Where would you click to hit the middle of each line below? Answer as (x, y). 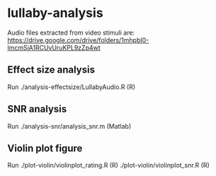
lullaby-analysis (56, 13)
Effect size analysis (51, 70)
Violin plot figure (45, 148)
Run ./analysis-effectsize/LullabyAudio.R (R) (72, 87)
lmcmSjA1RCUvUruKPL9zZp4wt (54, 47)
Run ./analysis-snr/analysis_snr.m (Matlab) (69, 126)
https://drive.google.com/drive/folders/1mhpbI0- (78, 40)
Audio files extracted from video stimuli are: (71, 33)
